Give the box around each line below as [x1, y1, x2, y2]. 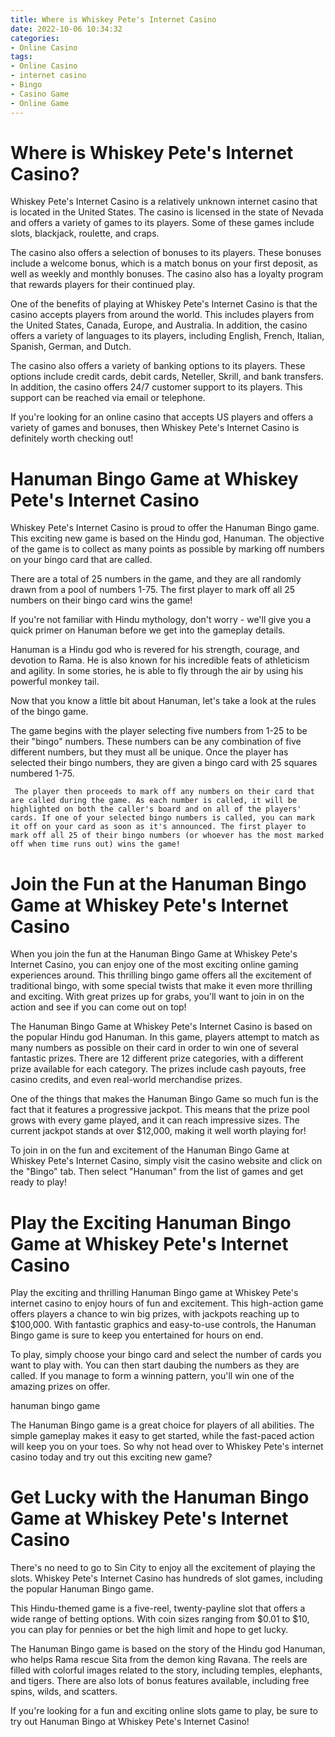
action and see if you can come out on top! [10, 1001, 187, 1013]
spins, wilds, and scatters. [10, 1686, 118, 1698]
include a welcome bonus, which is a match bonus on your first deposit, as [10, 257, 318, 270]
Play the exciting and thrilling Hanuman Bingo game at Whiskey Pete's [10, 1287, 299, 1299]
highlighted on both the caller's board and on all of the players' [10, 804, 302, 815]
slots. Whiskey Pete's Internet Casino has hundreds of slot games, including [10, 1572, 323, 1585]
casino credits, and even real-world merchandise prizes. [10, 1074, 243, 1086]
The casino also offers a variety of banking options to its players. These [10, 360, 306, 372]
